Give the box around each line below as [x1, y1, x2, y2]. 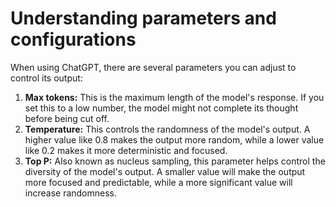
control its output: [10, 72, 83, 84]
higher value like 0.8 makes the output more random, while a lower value [24, 133, 325, 146]
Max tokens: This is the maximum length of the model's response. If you [24, 91, 325, 103]
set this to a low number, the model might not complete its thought [24, 102, 299, 114]
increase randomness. [24, 187, 118, 199]
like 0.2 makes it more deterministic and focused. [24, 144, 228, 156]
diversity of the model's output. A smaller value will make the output [24, 165, 306, 177]
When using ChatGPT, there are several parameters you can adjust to [10, 61, 297, 73]
